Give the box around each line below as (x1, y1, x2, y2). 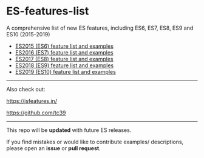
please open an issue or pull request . (6, 144, 101, 152)
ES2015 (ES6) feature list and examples (15, 42, 114, 50)
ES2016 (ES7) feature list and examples (15, 48, 114, 56)
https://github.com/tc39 (6, 109, 66, 116)
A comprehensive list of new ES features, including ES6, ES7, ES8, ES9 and (6, 24, 194, 31)
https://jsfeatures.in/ (6, 97, 58, 104)
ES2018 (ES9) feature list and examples (15, 62, 114, 69)
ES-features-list (6, 4, 89, 18)
